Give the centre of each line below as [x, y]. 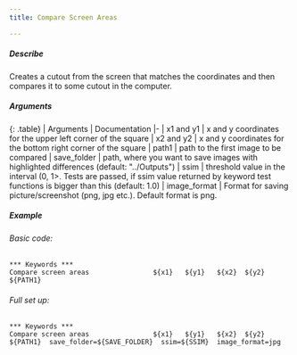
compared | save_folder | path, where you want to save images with [134, 157]
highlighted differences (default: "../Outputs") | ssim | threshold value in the [147, 167]
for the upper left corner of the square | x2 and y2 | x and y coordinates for [147, 138]
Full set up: [29, 300]
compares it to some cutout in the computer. [91, 86]
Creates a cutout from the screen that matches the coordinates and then [142, 76]
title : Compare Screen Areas [63, 17]
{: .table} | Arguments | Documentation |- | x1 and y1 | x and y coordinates [144, 128]
